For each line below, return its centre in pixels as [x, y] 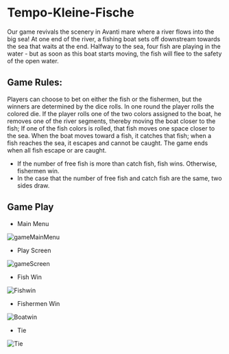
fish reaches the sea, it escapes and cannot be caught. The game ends [108, 143]
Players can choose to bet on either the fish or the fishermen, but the [105, 99]
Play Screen [34, 250]
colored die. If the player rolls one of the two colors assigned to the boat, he [114, 113]
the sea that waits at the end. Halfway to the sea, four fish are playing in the [114, 46]
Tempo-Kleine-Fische [71, 13]
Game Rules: [35, 83]
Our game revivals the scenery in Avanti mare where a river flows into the [111, 32]
